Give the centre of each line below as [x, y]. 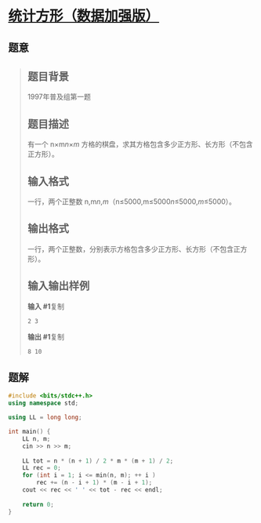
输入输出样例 [58, 286]
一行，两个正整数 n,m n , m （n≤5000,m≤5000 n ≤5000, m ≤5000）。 [132, 202]
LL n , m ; [36, 439]
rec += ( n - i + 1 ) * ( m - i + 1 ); [94, 483]
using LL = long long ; [45, 418]
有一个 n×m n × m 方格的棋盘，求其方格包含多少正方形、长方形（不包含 [140, 144]
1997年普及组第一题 [59, 97]
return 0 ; [38, 504]
